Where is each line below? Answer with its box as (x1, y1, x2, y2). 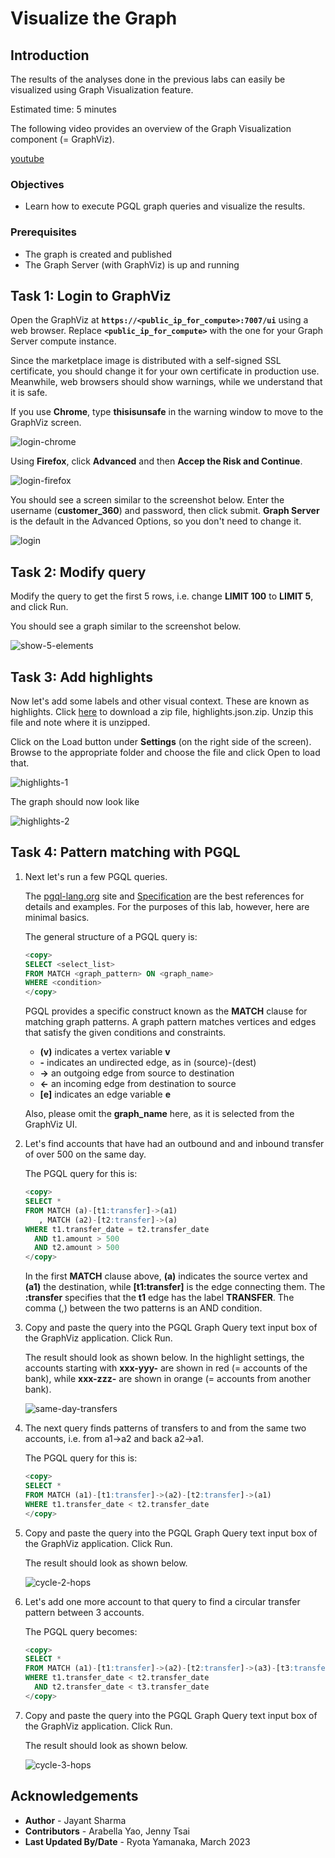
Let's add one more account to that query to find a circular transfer (24, 1595, 301, 1607)
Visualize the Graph (10, 7, 178, 30)
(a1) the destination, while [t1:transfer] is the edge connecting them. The (24, 1281, 326, 1293)
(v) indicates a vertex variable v (39, 1046, 171, 1058)
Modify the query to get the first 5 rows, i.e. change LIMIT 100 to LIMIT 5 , (10, 590, 314, 602)
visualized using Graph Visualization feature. (10, 84, 194, 96)
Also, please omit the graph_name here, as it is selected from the (24, 1108, 295, 1120)
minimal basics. (24, 911, 90, 923)
